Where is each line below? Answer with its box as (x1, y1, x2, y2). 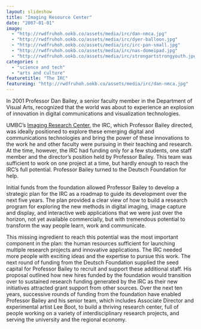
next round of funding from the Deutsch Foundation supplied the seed (6, 259, 179, 266)
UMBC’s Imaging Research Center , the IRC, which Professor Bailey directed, (6, 122, 193, 128)
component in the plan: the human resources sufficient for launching (6, 240, 175, 247)
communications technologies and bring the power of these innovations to (6, 134, 190, 141)
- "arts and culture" (11, 70, 66, 76)
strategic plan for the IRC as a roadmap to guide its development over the (6, 190, 187, 197)
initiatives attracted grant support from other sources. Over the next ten (6, 284, 183, 291)
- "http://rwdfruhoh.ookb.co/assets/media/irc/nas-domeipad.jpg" (11, 48, 178, 54)
